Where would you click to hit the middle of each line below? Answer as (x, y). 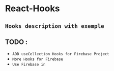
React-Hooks (32, 9)
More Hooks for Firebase (38, 59)
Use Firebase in (29, 65)
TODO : (16, 42)
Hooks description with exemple (55, 26)
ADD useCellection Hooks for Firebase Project (61, 54)
